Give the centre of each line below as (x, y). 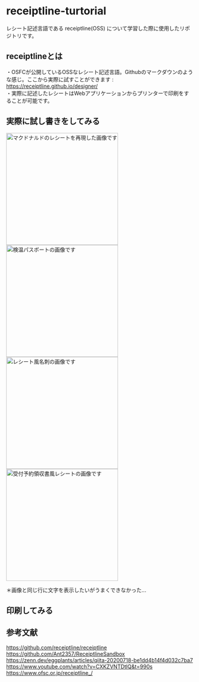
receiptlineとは (35, 56)
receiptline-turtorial (56, 11)
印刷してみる (30, 610)
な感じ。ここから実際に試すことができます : (60, 79)
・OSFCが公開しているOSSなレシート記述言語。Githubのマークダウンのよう (100, 72)
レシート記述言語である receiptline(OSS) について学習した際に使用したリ (96, 28)
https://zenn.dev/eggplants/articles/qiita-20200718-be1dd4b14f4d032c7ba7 (100, 660)
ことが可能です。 (32, 100)
